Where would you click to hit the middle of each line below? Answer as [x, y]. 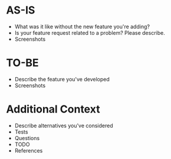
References [29, 150]
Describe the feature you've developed [62, 79]
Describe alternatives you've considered [64, 125]
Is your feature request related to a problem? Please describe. [90, 32]
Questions [27, 138]
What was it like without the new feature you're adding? [82, 26]
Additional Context [53, 109]
